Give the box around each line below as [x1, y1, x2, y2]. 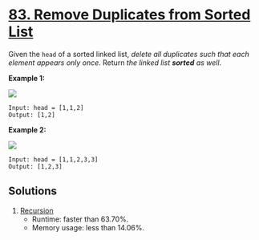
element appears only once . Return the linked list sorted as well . [8, 58, 222, 67]
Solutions [8, 185, 58, 198]
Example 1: [8, 73, 46, 83]
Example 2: [8, 124, 47, 134]
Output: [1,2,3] [8, 162, 63, 170]
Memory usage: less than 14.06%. [31, 222, 145, 232]
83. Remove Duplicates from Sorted [8, 6, 251, 24]
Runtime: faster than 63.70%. [31, 214, 129, 224]
